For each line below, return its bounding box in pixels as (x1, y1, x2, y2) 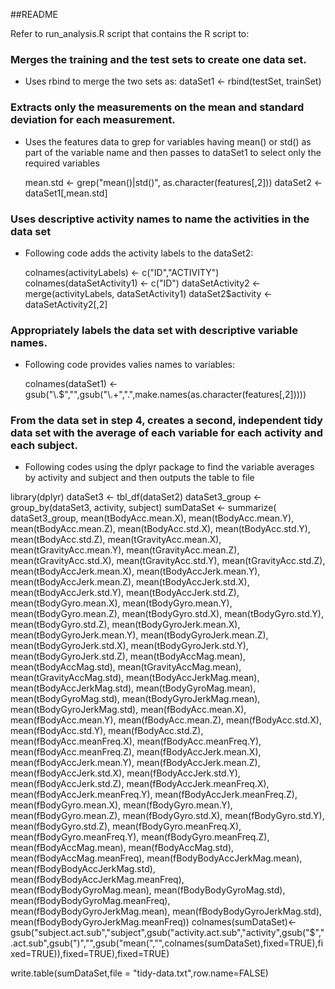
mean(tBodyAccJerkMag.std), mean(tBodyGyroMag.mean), (10, 682, 257, 694)
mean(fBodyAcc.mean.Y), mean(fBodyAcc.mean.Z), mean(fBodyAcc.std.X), (10, 714, 322, 726)
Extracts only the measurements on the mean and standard (10, 100, 305, 114)
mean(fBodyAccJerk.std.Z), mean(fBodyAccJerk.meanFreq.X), (10, 778, 270, 790)
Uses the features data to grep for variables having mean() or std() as (24, 135, 312, 148)
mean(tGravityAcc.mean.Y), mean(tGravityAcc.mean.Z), (10, 544, 240, 556)
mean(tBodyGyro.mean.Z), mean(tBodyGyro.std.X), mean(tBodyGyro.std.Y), (10, 608, 324, 620)
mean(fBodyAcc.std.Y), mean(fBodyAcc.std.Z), (10, 725, 204, 737)
